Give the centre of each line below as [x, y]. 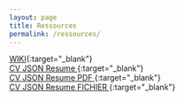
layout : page [33, 17]
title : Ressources [43, 26]
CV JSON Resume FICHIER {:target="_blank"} [92, 87]
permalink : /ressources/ [55, 34]
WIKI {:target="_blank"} [51, 59]
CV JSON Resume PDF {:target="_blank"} [85, 78]
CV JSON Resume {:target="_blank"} [77, 68]
